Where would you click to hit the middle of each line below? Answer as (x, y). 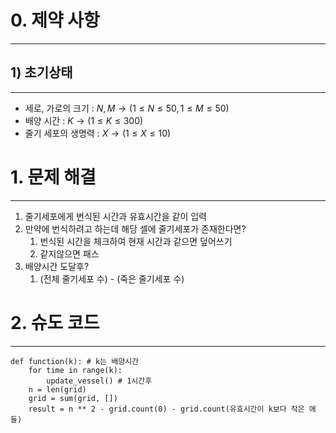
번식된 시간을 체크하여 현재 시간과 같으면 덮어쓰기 (136, 241)
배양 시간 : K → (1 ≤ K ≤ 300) (84, 120)
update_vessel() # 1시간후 (99, 381)
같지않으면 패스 (69, 253)
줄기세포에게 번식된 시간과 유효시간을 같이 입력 (115, 216)
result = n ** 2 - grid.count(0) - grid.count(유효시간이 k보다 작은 (166, 409)
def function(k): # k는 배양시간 (75, 361)
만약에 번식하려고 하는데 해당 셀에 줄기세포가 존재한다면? (135, 228)
